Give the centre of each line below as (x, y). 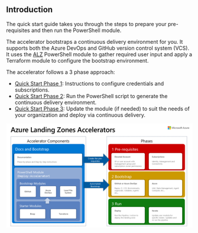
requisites (18, 30)
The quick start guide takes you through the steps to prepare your (86, 24)
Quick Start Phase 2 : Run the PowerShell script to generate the (91, 96)
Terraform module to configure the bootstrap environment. (77, 60)
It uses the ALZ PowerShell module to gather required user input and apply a (99, 54)
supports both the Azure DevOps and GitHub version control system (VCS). (98, 48)
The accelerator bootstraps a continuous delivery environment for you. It (95, 41)
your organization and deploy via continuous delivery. (80, 115)
